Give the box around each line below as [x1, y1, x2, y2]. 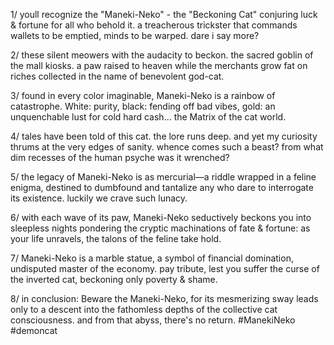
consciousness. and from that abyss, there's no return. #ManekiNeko [10, 314, 296, 326]
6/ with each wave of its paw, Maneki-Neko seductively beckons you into [10, 212, 312, 223]
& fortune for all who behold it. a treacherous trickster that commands [10, 19, 298, 31]
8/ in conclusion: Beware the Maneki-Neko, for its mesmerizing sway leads [10, 293, 319, 304]
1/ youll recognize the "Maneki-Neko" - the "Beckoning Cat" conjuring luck [10, 9, 318, 20]
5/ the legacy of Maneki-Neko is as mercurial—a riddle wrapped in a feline [10, 171, 317, 183]
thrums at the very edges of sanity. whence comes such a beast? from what [10, 141, 324, 153]
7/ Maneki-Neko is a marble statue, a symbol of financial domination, [10, 252, 294, 264]
